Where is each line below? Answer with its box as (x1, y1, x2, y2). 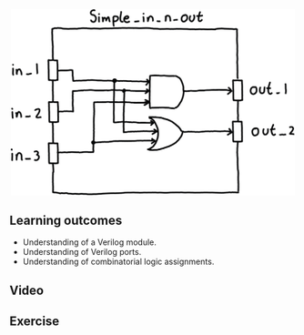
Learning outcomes (9, 213, 123, 228)
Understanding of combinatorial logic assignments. (22, 256, 215, 268)
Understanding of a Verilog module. (22, 237, 157, 248)
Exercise (9, 314, 60, 330)
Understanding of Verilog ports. (22, 247, 142, 258)
